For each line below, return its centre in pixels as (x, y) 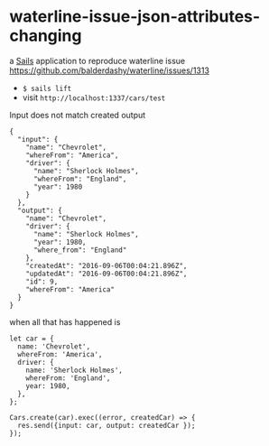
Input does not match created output (78, 115)
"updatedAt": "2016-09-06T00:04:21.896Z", (107, 274)
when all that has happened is (65, 321)
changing (46, 36)
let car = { (32, 339)
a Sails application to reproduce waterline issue (97, 60)
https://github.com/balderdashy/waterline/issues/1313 (110, 70)
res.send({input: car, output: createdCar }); (107, 425)
